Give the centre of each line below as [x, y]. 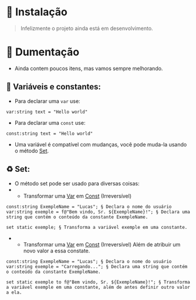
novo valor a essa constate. [57, 251]
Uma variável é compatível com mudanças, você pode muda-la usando [101, 144]
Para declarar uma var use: [47, 101]
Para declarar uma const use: [50, 122]
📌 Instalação [37, 12]
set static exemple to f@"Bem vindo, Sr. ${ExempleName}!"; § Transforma [98, 282]
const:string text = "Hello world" [50, 134]
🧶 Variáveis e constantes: [54, 87]
